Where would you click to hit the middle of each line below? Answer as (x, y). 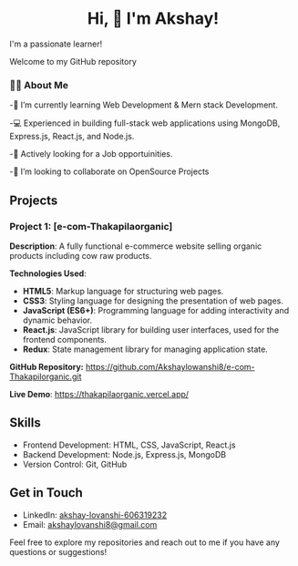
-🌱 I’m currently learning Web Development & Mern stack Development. (144, 105)
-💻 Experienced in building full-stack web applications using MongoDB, (145, 123)
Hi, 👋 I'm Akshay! (153, 19)
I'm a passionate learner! (56, 44)
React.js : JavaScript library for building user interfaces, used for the (151, 329)
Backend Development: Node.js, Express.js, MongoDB (124, 454)
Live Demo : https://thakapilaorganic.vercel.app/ (99, 394)
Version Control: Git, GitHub (75, 464)
